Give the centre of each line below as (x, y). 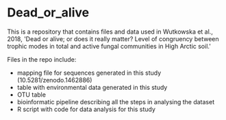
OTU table (32, 95)
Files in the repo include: (42, 59)
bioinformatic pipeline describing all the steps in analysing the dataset (115, 101)
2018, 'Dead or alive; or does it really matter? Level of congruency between (113, 38)
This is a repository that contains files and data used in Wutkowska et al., (110, 32)
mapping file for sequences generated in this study (89, 73)
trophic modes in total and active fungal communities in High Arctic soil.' (109, 46)
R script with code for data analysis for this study (86, 109)
